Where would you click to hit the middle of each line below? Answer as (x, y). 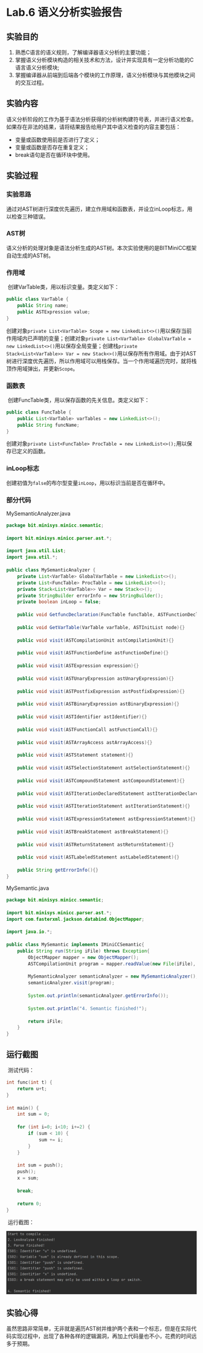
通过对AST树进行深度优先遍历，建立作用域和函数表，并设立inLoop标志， (97, 209)
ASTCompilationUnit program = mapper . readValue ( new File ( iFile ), (112, 964)
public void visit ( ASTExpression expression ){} (78, 666)
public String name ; (43, 305)
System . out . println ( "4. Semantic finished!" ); (88, 1009)
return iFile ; (46, 1021)
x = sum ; (28, 1178)
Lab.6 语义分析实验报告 (64, 12)
